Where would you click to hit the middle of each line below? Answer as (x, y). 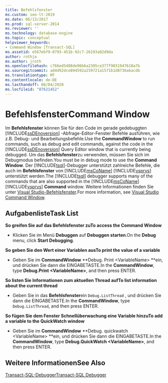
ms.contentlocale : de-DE (31, 80)
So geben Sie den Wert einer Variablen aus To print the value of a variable (83, 250)
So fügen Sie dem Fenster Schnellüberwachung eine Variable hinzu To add (84, 316)
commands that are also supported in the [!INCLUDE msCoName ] (72, 181)
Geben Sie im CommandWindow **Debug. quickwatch (70, 331)
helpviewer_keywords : (28, 43)
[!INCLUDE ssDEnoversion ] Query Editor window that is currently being (78, 149)
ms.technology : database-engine (39, 33)
